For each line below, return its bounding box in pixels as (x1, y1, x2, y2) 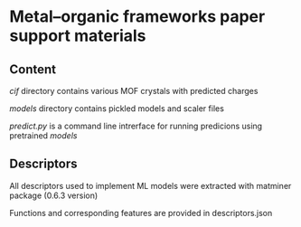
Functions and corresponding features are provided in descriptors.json (9, 207, 273, 218)
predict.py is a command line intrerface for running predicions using (9, 120, 263, 131)
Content (9, 61, 57, 77)
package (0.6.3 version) (9, 190, 99, 201)
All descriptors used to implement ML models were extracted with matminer (9, 180, 292, 191)
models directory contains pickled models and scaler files (9, 103, 224, 114)
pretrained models (9, 130, 78, 141)
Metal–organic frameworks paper (9, 6, 266, 27)
